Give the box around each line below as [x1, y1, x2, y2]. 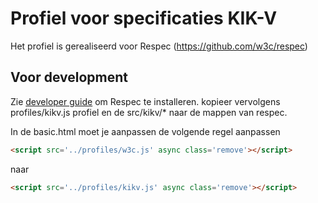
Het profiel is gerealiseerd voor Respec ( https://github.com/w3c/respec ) [10, 40, 308, 52]
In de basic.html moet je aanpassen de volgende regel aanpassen [10, 125, 281, 137]
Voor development [10, 69, 129, 86]
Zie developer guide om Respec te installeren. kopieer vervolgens [10, 95, 281, 107]
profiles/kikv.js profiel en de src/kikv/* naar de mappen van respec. [10, 106, 288, 118]
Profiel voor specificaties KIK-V [10, 7, 278, 30]
